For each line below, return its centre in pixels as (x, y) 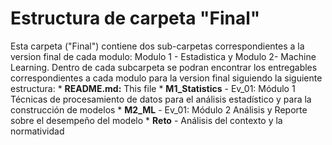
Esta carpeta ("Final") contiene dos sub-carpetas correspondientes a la (157, 46)
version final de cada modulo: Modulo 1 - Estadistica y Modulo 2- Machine (163, 56)
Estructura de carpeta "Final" (135, 18)
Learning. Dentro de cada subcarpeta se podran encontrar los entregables (164, 67)
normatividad (37, 131)
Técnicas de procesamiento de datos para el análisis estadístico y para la (161, 99)
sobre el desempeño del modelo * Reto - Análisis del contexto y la (146, 120)
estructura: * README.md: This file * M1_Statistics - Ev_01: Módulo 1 (153, 88)
